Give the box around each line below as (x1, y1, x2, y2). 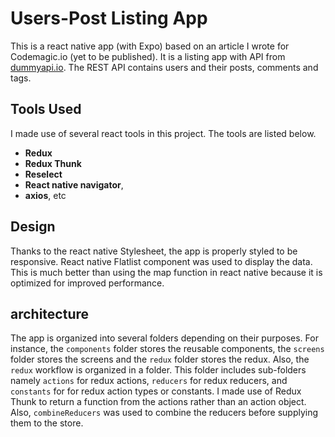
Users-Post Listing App (10, 7, 208, 30)
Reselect (24, 168, 63, 180)
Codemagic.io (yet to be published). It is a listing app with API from (10, 50, 286, 62)
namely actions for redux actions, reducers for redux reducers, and (10, 375, 288, 387)
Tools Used (10, 101, 82, 118)
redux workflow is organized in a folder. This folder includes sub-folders (10, 364, 307, 376)
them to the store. (10, 417, 84, 429)
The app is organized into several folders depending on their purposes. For (10, 332, 319, 344)
